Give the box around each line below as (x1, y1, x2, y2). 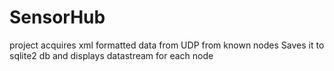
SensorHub (9, 6, 106, 29)
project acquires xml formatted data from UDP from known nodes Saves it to (9, 39, 325, 51)
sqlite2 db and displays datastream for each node (9, 49, 214, 61)
